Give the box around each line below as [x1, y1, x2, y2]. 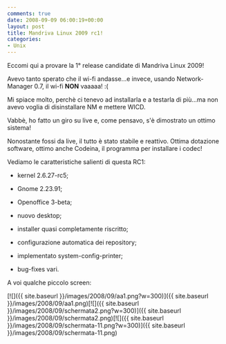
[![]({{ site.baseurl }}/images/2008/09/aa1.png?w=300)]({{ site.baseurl [7, 292, 209, 300]
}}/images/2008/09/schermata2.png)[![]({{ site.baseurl [7, 314, 164, 322]
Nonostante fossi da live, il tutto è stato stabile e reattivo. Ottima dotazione [7, 137, 220, 145]
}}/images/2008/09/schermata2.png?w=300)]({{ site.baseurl [7, 307, 182, 315]
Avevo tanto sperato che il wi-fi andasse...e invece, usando [7, 75, 176, 83]
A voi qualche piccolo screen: [7, 278, 92, 287]
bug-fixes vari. [17, 265, 59, 273]
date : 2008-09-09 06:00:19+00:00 [7, 17, 104, 24]
